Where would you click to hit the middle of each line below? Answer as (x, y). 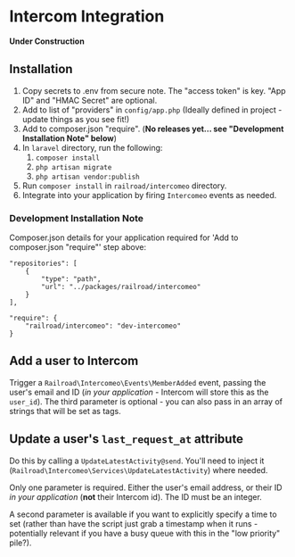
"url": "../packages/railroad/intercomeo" (121, 287)
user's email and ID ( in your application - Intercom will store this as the (139, 392)
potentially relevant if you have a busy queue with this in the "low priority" (145, 533)
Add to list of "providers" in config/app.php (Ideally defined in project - (152, 110)
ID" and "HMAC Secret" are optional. (90, 100)
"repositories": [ (43, 264)
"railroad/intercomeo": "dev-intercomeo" (103, 326)
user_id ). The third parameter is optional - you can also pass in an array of (146, 401)
